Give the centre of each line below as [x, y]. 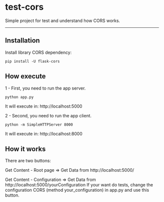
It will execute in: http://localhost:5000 [44, 106]
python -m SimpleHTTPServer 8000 [39, 124]
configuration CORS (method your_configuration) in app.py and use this [77, 190]
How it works [25, 149]
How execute [25, 77]
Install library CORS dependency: [38, 52]
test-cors [24, 7]
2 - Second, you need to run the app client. [48, 115]
